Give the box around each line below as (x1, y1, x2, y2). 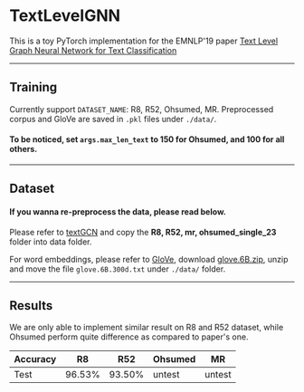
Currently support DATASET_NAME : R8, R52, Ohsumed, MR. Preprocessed (9, 103, 274, 114)
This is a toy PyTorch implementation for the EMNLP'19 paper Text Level (9, 35, 279, 46)
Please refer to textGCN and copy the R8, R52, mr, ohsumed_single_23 (9, 226, 277, 237)
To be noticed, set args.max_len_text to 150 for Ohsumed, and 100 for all (9, 134, 285, 145)
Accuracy (14, 353, 57, 366)
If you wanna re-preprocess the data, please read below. (9, 206, 226, 217)
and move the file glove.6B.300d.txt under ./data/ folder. (9, 263, 226, 274)
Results (9, 298, 53, 313)
